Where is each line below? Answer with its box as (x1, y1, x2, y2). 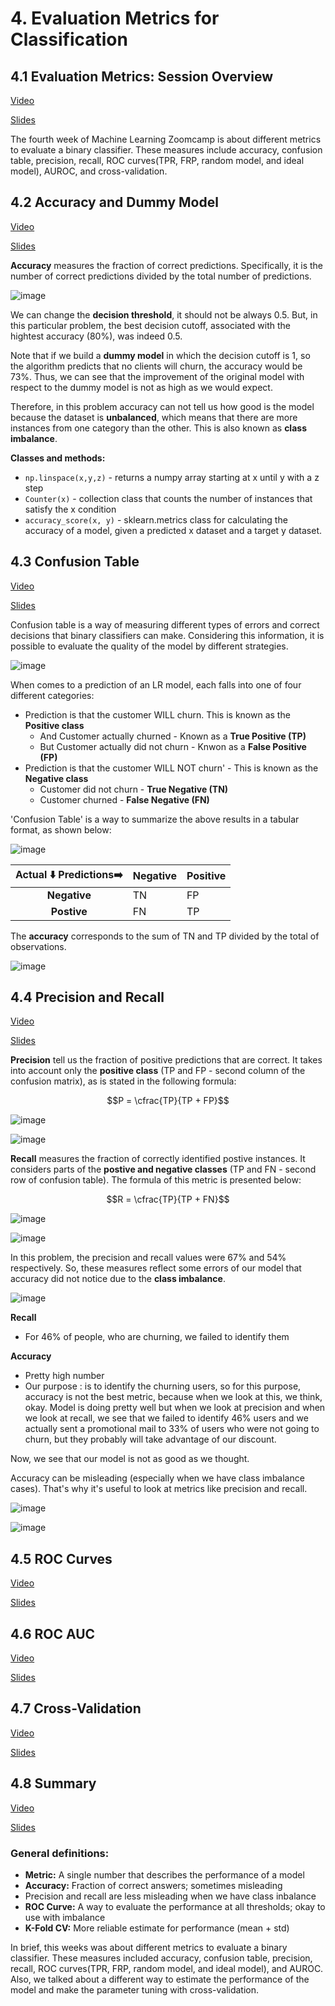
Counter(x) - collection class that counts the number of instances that (24, 492, 313, 504)
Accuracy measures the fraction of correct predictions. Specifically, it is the (10, 259, 324, 271)
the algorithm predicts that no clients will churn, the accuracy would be (10, 360, 303, 372)
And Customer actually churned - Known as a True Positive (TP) (39, 730, 307, 742)
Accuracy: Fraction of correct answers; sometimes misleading (24, 1879, 283, 1891)
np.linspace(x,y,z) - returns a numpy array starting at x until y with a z (24, 471, 320, 483)
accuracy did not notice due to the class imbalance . (10, 1273, 226, 1285)
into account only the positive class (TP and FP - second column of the (10, 1065, 306, 1077)
